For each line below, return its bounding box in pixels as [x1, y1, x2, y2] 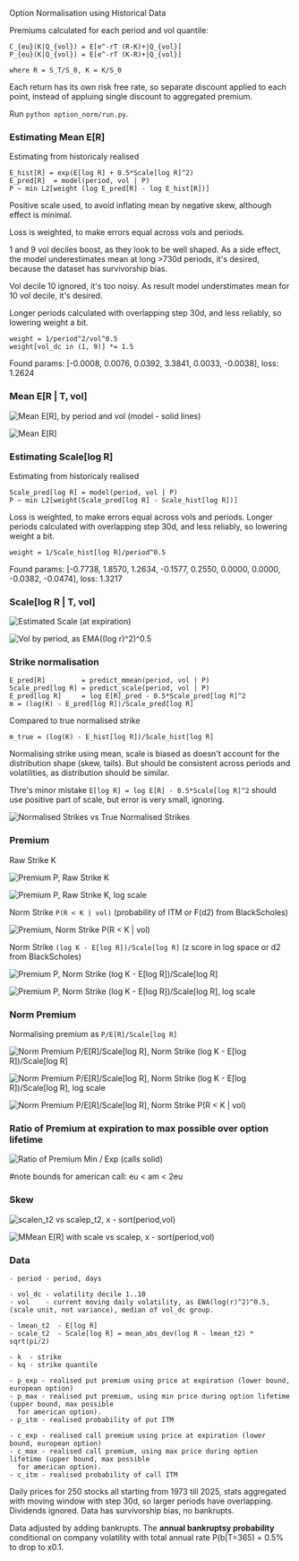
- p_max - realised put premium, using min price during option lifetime [9, 1391, 291, 1400]
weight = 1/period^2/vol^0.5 [9, 335, 118, 344]
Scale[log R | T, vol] [9, 596, 96, 608]
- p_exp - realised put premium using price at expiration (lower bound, [9, 1376, 291, 1385]
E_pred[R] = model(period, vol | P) [9, 177, 150, 186]
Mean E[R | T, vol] [9, 390, 88, 403]
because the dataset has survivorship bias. [9, 264, 168, 275]
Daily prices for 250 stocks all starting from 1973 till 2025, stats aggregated [9, 1486, 286, 1496]
